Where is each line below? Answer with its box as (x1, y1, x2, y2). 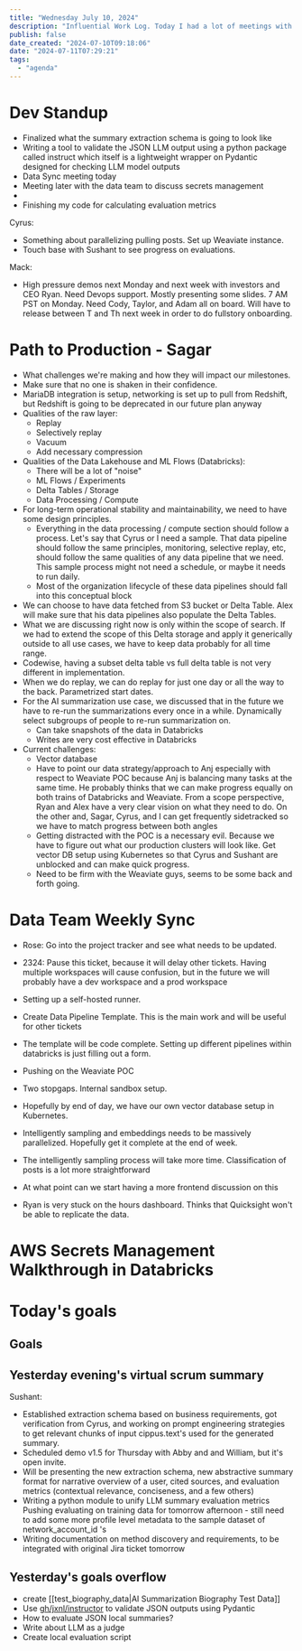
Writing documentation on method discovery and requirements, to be (22, 1534, 279, 1544)
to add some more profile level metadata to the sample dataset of (22, 1515, 266, 1525)
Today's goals (9, 1301, 117, 1321)
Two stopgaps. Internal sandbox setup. (22, 1083, 168, 1094)
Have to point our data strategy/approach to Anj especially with (35, 762, 271, 773)
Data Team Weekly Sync (9, 909, 196, 930)
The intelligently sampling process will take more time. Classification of (22, 1154, 287, 1165)
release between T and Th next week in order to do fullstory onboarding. (22, 308, 293, 319)
